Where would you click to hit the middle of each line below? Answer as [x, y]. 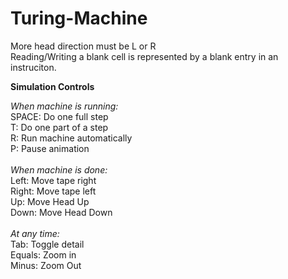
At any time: [35, 233]
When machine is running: [64, 106]
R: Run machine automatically [71, 138]
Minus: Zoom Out [46, 265]
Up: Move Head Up [50, 201]
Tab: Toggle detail [47, 244]
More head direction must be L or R [83, 46]
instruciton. [33, 67]
